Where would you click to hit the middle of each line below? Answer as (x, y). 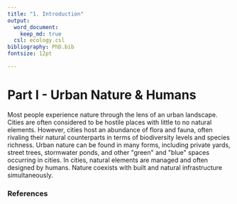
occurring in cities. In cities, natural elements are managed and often (108, 160)
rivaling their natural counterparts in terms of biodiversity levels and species (119, 137)
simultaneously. (30, 175)
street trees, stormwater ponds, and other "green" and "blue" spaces (109, 152)
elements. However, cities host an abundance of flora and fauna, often (110, 129)
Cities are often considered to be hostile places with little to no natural (110, 122)
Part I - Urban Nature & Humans (102, 95)
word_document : (36, 27)
